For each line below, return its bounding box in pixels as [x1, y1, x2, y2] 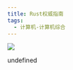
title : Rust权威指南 [7, 10, 64, 18]
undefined [7, 56, 38, 64]
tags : [7, 17, 23, 24]
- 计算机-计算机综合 [13, 23, 66, 30]
